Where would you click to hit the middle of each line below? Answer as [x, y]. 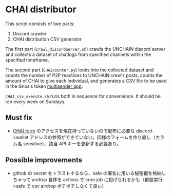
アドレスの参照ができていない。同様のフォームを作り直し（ [92, 137]
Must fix [19, 118]
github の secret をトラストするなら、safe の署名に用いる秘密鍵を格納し [89, 173]
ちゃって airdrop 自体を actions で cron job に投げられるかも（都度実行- [89, 179]
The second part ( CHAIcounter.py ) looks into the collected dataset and [80, 70]
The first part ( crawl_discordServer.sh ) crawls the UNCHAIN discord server [85, 49]
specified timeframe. [27, 60]
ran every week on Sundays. [35, 102]
